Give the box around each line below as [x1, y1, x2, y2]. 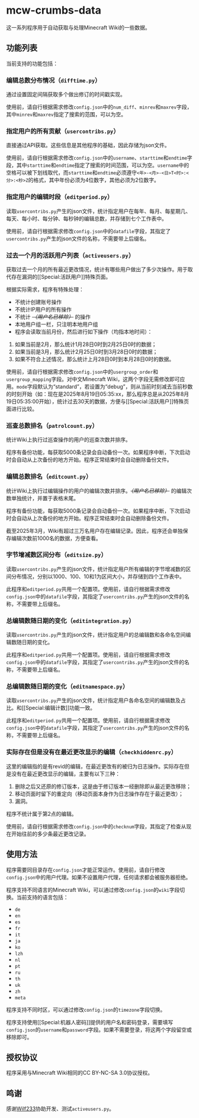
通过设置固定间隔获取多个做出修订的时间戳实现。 [6, 91, 126, 98]
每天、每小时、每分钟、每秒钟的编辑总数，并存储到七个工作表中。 [6, 215, 167, 222]
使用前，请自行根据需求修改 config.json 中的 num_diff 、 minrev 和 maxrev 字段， [6, 103, 192, 110]
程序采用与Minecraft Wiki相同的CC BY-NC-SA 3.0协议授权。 [6, 1069, 153, 1076]
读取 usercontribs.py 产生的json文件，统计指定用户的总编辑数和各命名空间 [6, 631, 186, 639]
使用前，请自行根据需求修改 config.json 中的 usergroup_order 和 [6, 368, 159, 375]
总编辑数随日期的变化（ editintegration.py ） [6, 617, 135, 625]
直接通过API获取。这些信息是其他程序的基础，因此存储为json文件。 [6, 142, 170, 149]
